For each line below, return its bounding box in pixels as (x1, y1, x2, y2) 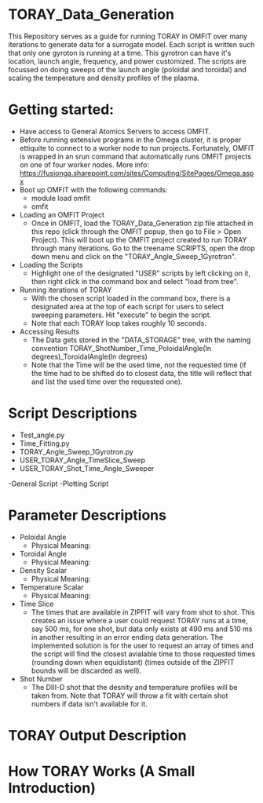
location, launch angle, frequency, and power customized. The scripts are (8, 57, 247, 66)
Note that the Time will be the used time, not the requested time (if (31, 360, 247, 370)
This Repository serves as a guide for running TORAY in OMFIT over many (8, 31, 248, 41)
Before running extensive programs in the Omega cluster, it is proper (19, 135, 242, 144)
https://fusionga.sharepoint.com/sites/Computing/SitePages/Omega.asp (19, 168, 254, 177)
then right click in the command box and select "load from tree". (31, 276, 239, 286)
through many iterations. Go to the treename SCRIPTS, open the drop (31, 243, 255, 253)
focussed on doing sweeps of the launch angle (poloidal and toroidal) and (8, 64, 247, 74)
